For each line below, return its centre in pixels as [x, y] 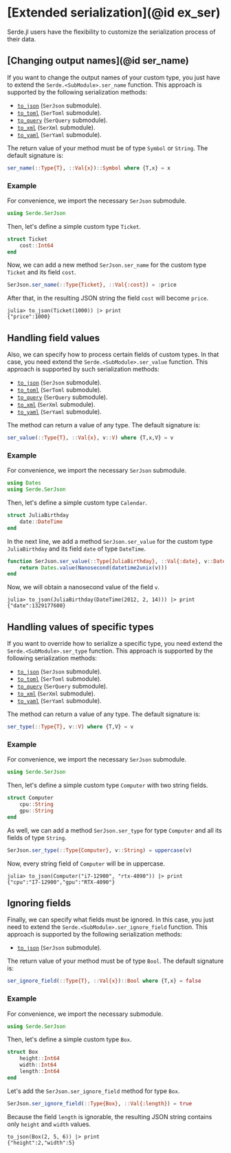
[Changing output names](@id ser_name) [98, 61]
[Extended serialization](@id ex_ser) [114, 13]
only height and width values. [49, 1124]
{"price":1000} [29, 317]
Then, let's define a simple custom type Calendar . [77, 503]
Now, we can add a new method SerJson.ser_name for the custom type [107, 265]
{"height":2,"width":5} [41, 1143]
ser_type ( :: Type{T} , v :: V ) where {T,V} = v [70, 727]
